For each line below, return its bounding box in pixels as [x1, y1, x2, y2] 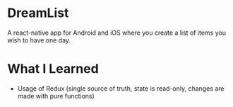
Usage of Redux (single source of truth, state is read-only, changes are [17, 84, 225, 93]
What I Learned [7, 61, 99, 77]
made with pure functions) [17, 91, 95, 100]
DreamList [7, 5, 69, 21]
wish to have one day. [7, 35, 71, 44]
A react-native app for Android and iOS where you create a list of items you [7, 28, 226, 37]
